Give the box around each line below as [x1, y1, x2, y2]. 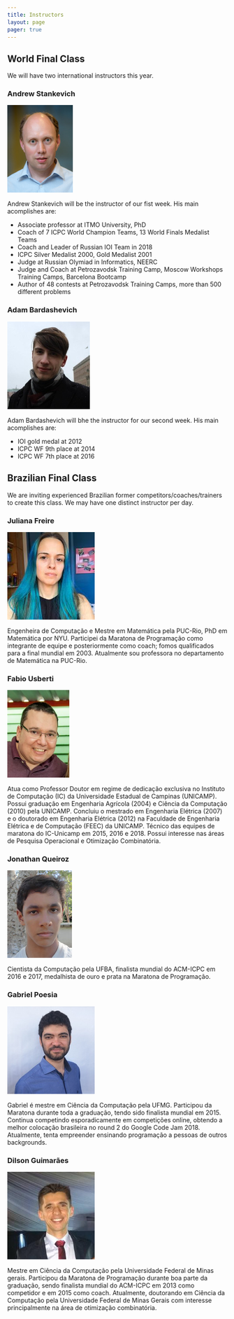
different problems [17, 288, 71, 296]
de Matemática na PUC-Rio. [7, 656, 87, 664]
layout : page [7, 18, 45, 26]
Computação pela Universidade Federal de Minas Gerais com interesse [7, 1296, 212, 1305]
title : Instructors [7, 11, 64, 18]
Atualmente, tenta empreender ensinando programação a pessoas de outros [7, 1131, 228, 1139]
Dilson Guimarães [7, 1155, 69, 1165]
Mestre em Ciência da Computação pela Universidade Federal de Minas [7, 1266, 214, 1275]
